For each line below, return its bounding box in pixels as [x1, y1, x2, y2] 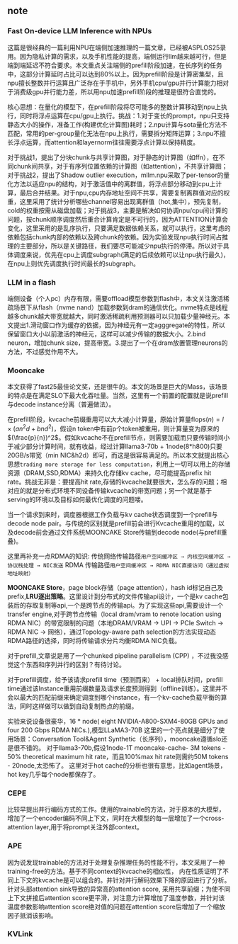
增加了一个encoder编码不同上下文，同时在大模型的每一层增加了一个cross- [7, 814, 225, 823]
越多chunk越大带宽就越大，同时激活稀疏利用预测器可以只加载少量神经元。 [7, 312, 225, 320]
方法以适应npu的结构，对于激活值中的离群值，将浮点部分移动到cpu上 [13, 179, 216, 188]
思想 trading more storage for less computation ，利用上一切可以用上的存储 [7, 460, 231, 468]
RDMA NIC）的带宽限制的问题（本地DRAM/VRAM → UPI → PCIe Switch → [7, 618, 224, 627]
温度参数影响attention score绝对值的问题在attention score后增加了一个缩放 [7, 902, 225, 911]
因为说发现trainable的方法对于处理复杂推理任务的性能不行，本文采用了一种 [7, 858, 225, 866]
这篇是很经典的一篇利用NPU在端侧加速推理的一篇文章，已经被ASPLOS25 [7, 43, 220, 52]
